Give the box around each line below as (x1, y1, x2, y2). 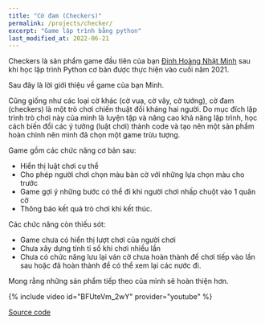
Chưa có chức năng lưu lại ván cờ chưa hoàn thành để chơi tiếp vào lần (19, 252, 255, 262)
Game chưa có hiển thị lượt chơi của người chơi (19, 235, 177, 245)
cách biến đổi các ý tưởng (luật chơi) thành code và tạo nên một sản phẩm (8, 121, 255, 131)
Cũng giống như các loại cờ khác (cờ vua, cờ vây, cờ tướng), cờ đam (8, 96, 234, 105)
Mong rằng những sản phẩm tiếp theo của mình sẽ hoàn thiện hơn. (8, 277, 229, 286)
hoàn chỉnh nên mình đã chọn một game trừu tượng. (8, 130, 181, 140)
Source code (8, 307, 51, 318)
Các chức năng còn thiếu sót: (8, 219, 106, 229)
